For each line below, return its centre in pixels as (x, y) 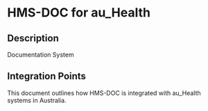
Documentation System (41, 54)
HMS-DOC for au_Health (79, 13)
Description (33, 38)
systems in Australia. (37, 100)
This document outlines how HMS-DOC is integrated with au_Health (104, 93)
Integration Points (47, 76)
